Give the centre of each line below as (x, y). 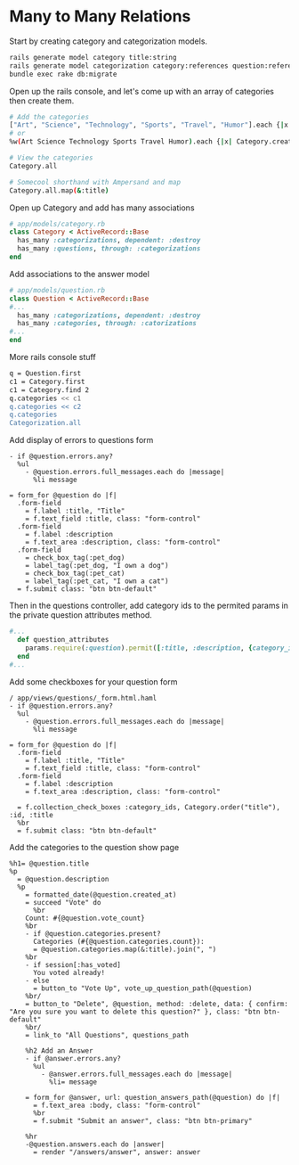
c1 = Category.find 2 (49, 390)
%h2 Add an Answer (59, 1050)
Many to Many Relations (100, 16)
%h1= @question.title (49, 863)
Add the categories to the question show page (94, 847)
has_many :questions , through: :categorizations (109, 249)
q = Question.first (45, 373)
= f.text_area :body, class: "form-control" (117, 1105)
